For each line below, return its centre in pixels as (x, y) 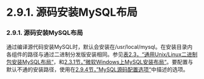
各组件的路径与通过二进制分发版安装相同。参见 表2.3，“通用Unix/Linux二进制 (102, 54)
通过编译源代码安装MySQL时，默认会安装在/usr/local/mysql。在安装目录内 (100, 47)
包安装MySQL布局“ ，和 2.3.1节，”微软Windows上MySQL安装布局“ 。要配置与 (100, 62)
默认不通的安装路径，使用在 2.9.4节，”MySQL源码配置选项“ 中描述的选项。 (97, 69)
